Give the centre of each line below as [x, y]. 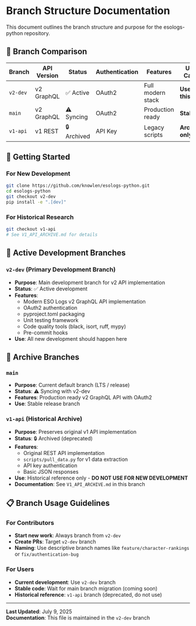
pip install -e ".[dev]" [36, 202]
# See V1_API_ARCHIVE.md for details [52, 235]
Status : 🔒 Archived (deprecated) [54, 438]
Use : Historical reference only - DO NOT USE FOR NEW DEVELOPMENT [101, 478]
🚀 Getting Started [38, 157]
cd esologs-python [28, 191]
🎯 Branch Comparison [47, 52]
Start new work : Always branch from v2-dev [68, 536]
